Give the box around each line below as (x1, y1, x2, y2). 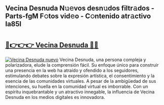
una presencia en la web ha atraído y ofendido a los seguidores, (5, 68, 139, 73)
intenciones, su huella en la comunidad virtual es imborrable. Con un (5, 83, 148, 89)
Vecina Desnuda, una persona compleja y (59, 57, 146, 63)
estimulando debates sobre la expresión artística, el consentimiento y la (5, 73, 155, 79)
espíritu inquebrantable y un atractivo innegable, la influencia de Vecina (5, 89, 155, 95)
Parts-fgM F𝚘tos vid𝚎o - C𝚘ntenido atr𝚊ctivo (5, 12, 151, 21)
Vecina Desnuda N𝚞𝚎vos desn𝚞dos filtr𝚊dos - (5, 4, 154, 13)
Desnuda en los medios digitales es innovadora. (5, 94, 105, 100)
